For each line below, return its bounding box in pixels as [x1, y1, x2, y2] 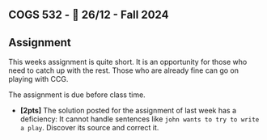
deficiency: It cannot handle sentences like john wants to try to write [19, 114, 260, 124]
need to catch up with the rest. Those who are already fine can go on [8, 66, 239, 75]
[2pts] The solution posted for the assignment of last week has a [19, 106, 237, 116]
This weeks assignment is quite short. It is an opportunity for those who [8, 57, 248, 67]
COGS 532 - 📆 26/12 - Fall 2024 [8, 8, 169, 22]
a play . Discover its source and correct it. [19, 123, 159, 133]
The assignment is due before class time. [8, 90, 146, 100]
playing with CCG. [8, 74, 69, 84]
